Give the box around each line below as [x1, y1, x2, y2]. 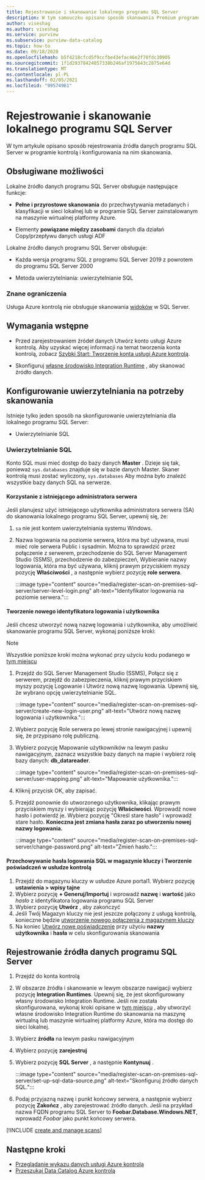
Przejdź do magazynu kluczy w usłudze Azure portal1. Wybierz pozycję [15, 877, 195, 885]
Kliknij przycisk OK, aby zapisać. [15, 787, 98, 794]
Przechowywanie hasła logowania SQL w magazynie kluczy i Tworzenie [6, 857, 192, 864]
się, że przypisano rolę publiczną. [15, 732, 100, 739]
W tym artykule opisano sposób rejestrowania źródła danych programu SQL [6, 142, 197, 150]
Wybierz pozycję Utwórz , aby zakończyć [15, 903, 121, 910]
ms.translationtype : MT [6, 65, 67, 72]
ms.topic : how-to [6, 43, 51, 49]
